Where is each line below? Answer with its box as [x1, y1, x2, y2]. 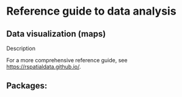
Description [6, 45, 35, 52]
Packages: [6, 81, 48, 91]
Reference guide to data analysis [6, 4, 177, 18]
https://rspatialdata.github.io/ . [6, 63, 81, 70]
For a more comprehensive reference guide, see [6, 57, 128, 63]
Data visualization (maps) [6, 29, 106, 39]
